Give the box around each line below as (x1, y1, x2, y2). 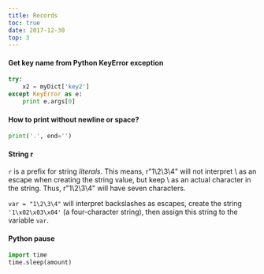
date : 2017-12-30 (8, 26, 65, 34)
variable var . (8, 216, 49, 225)
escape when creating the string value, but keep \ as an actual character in (8, 175, 251, 185)
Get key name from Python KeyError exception (8, 58, 164, 67)
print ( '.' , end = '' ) (8, 132, 73, 141)
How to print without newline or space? (8, 114, 139, 124)
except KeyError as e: (8, 90, 83, 99)
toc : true (8, 19, 41, 27)
